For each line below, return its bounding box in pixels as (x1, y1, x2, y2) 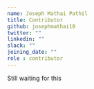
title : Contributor (7, 17, 64, 23)
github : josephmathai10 (7, 23, 76, 30)
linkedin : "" (7, 36, 45, 43)
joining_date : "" (7, 49, 57, 56)
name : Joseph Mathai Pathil (7, 10, 88, 17)
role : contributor (7, 55, 64, 62)
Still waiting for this (7, 74, 62, 82)
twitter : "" (7, 29, 41, 37)
